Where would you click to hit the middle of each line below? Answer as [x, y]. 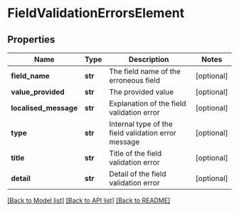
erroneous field [134, 80]
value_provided [38, 92]
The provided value [142, 92]
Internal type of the [141, 124]
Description [149, 60]
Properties [31, 40]
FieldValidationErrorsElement [96, 13]
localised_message [44, 108]
